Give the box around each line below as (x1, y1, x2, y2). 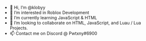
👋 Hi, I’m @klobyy (9, 5, 46, 10)
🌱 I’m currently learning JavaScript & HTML (9, 15, 97, 20)
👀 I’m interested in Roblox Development (9, 10, 90, 15)
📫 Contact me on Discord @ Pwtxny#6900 (9, 30, 97, 36)
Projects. (9, 25, 28, 31)
